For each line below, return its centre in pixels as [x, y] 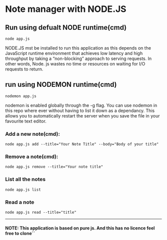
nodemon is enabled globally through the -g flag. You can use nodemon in [81, 105]
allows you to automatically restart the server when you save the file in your [83, 116]
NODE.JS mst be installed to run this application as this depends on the [78, 48]
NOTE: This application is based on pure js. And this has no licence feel [80, 228]
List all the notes [25, 180]
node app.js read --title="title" [41, 212]
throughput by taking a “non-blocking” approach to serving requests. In [78, 59]
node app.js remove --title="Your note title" [54, 167]
